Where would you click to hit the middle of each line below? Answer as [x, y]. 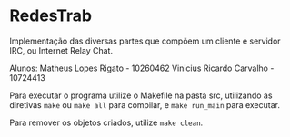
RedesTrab [51, 16]
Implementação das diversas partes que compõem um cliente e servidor [145, 41]
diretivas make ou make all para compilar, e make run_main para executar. [145, 104]
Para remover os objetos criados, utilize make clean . [106, 122]
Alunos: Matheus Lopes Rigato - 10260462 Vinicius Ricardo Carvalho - [142, 68]
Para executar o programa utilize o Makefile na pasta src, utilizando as [141, 95]
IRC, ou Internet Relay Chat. [61, 50]
